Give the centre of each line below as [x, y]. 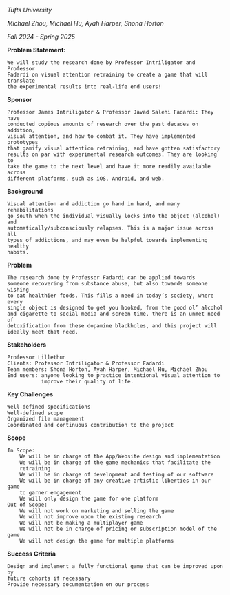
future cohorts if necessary [49, 578]
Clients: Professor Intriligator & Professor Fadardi [86, 363]
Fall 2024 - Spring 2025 [41, 37]
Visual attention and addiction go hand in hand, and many [94, 204]
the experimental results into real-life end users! [84, 87]
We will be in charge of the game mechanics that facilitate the [115, 463]
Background [25, 191]
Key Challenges [30, 394]
